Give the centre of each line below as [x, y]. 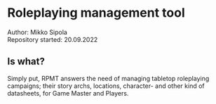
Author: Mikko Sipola [38, 32]
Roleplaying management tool [96, 13]
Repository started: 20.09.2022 [53, 39]
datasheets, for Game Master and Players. [68, 93]
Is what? [26, 62]
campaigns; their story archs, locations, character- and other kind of [106, 86]
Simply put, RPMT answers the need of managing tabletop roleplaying [108, 78]
